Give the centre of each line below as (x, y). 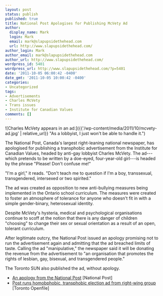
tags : (10, 91)
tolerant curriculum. (25, 228)
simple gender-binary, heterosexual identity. (50, 203)
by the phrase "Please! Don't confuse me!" (48, 163)
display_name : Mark (29, 32)
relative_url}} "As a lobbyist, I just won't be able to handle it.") (84, 133)
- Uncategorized (21, 87)
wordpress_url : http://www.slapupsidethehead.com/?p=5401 (65, 69)
